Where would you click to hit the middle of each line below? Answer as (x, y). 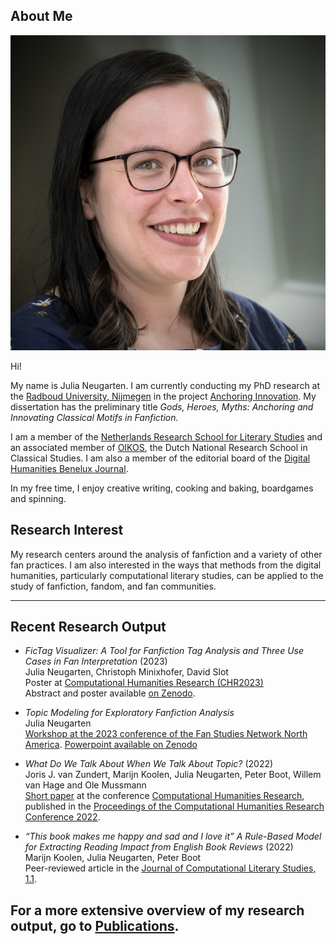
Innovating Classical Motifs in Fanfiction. (94, 417)
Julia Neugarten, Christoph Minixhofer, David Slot (126, 672)
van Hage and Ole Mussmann (85, 785)
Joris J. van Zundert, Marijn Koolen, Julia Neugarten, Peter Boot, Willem (173, 775)
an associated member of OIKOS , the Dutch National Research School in (159, 447)
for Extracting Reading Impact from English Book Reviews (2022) (159, 847)
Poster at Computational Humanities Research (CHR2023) (144, 683)
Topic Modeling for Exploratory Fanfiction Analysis (129, 713)
